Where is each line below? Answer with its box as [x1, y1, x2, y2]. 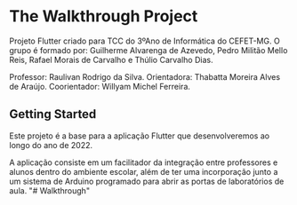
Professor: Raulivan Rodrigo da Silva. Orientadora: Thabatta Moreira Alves [9, 71, 281, 82]
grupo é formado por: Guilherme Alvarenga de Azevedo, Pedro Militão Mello [9, 44, 288, 55]
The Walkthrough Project [9, 6, 198, 27]
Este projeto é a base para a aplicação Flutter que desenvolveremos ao [9, 130, 269, 141]
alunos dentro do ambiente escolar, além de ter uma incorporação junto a [9, 166, 278, 177]
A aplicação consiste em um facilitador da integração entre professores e [9, 157, 278, 168]
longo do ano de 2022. [9, 139, 93, 150]
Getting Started [9, 106, 97, 122]
